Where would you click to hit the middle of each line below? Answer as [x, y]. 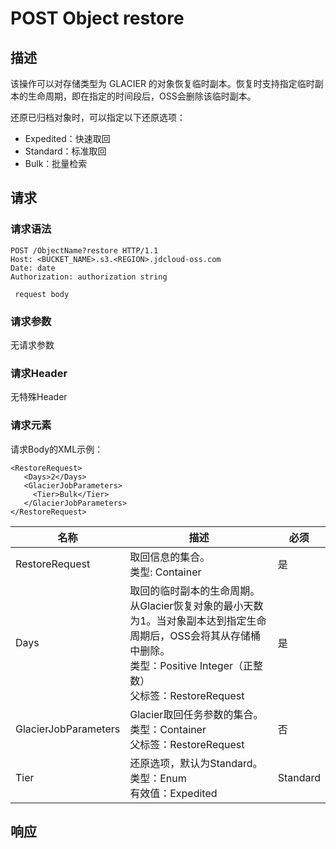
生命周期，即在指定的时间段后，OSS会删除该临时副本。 [142, 96]
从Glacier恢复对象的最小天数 [196, 605]
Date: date [33, 268]
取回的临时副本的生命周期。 [195, 590]
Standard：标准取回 [65, 151]
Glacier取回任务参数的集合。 [196, 714]
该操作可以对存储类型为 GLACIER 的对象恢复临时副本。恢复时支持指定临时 [162, 83]
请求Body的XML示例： [57, 449]
